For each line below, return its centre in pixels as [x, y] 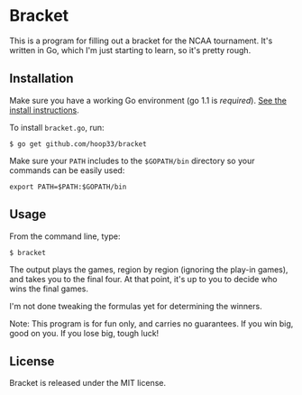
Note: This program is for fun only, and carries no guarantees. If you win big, [151, 323]
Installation [41, 79]
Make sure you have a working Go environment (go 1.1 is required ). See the [148, 100]
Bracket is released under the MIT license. [88, 383]
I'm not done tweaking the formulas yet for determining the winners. [136, 306]
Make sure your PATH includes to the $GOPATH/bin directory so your [132, 161]
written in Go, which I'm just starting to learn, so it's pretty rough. [130, 50]
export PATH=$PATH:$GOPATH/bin [68, 187]
